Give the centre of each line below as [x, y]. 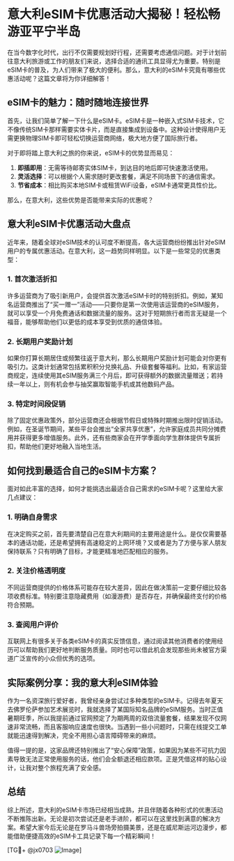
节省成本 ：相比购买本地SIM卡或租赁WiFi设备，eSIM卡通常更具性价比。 [119, 185]
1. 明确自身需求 [32, 518]
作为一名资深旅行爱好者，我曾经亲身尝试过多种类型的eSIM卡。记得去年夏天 [115, 700]
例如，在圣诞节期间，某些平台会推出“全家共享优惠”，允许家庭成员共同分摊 [114, 429]
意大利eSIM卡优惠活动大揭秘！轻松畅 [114, 14]
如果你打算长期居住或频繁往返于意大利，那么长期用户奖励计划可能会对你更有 [117, 358]
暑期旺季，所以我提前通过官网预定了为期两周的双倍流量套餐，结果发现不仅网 [117, 717]
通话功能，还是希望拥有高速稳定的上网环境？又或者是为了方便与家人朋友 [123, 542]
